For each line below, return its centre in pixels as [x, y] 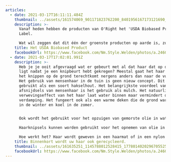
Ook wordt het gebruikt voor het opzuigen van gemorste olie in [88, 119]
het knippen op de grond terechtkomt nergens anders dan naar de [89, 76]
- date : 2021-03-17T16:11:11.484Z [46, 15]
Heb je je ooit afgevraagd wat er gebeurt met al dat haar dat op [91, 67]
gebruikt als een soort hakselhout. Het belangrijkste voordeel [88, 86]
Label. [26, 34]
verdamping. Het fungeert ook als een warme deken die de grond [88, 100]
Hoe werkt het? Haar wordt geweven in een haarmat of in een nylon [92, 137]
